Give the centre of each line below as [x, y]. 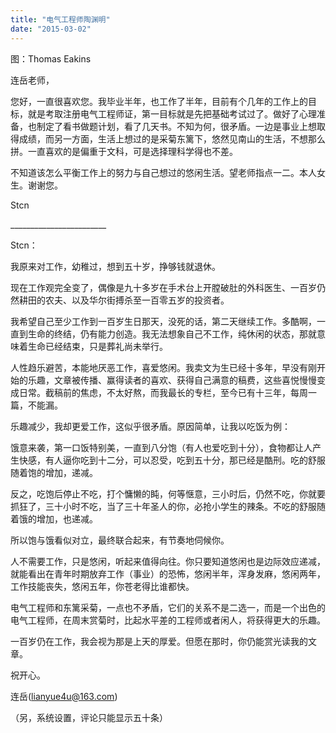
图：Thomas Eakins [51, 58]
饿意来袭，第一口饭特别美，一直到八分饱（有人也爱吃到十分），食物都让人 [161, 447]
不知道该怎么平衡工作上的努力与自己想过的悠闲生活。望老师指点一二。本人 [163, 172]
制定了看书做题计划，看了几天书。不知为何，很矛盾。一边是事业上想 [176, 126]
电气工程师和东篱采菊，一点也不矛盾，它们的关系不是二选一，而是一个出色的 [168, 607]
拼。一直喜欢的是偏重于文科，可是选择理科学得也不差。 [124, 151]
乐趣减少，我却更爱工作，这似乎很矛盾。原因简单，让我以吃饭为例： [150, 426]
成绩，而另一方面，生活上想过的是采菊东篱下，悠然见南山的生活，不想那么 [172, 138]
